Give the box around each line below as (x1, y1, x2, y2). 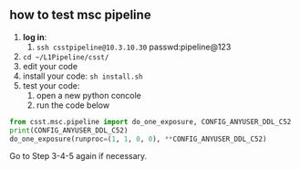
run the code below (36, 100, 110, 111)
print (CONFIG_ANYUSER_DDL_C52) (9, 125, 129, 135)
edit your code (22, 60, 78, 71)
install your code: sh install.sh (22, 70, 143, 81)
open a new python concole (36, 90, 141, 101)
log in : (22, 31, 47, 42)
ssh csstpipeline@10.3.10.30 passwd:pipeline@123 (36, 41, 232, 52)
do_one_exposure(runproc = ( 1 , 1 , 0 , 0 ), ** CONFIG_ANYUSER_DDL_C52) (9, 134, 267, 143)
